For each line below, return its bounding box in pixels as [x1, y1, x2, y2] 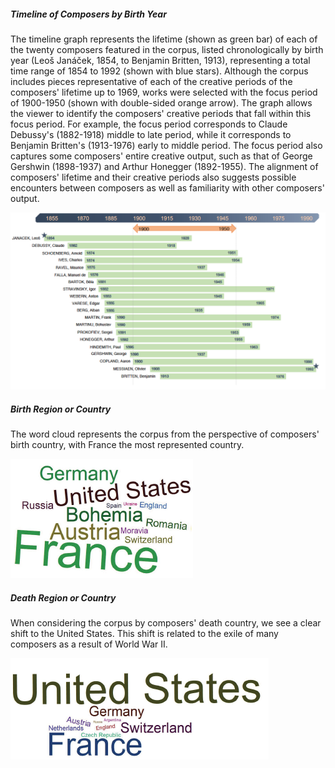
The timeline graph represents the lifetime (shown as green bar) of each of [10, 33, 318, 45]
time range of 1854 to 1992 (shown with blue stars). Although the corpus [10, 65, 309, 77]
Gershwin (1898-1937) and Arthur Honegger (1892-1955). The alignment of [10, 160, 319, 172]
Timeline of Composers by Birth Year [10, 8, 167, 20]
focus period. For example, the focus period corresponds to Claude [10, 118, 288, 130]
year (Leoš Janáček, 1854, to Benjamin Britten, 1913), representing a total [10, 54, 311, 66]
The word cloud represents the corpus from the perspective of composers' [10, 428, 320, 440]
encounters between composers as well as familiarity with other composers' [10, 181, 325, 194]
